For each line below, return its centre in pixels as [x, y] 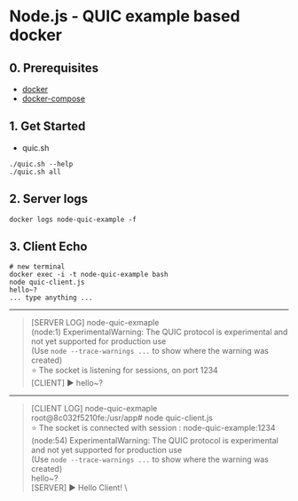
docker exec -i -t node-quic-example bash [89, 275]
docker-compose [54, 98]
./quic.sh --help [41, 164]
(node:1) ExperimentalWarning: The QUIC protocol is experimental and [159, 332]
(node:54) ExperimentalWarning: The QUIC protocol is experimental [155, 441]
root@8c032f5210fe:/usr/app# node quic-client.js [122, 418]
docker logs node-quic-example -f [73, 219]
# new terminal [37, 267]
